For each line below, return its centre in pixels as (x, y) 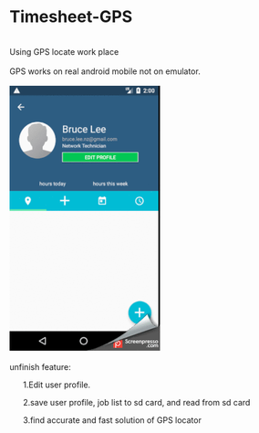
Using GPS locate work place (64, 51)
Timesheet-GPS (71, 17)
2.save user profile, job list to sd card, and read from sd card (136, 402)
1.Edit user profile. (57, 385)
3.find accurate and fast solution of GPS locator (112, 420)
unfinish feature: (40, 366)
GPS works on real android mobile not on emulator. (105, 71)
